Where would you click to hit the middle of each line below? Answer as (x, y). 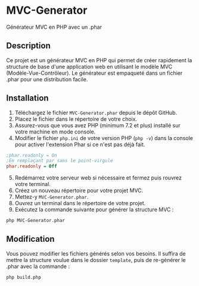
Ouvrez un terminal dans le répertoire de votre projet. (80, 203)
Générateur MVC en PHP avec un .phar (54, 27)
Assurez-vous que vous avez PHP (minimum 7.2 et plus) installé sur (97, 125)
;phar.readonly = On (32, 155)
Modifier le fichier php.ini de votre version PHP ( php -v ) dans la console (104, 138)
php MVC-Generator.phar (36, 221)
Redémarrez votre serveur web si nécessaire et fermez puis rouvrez (98, 178)
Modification (30, 239)
